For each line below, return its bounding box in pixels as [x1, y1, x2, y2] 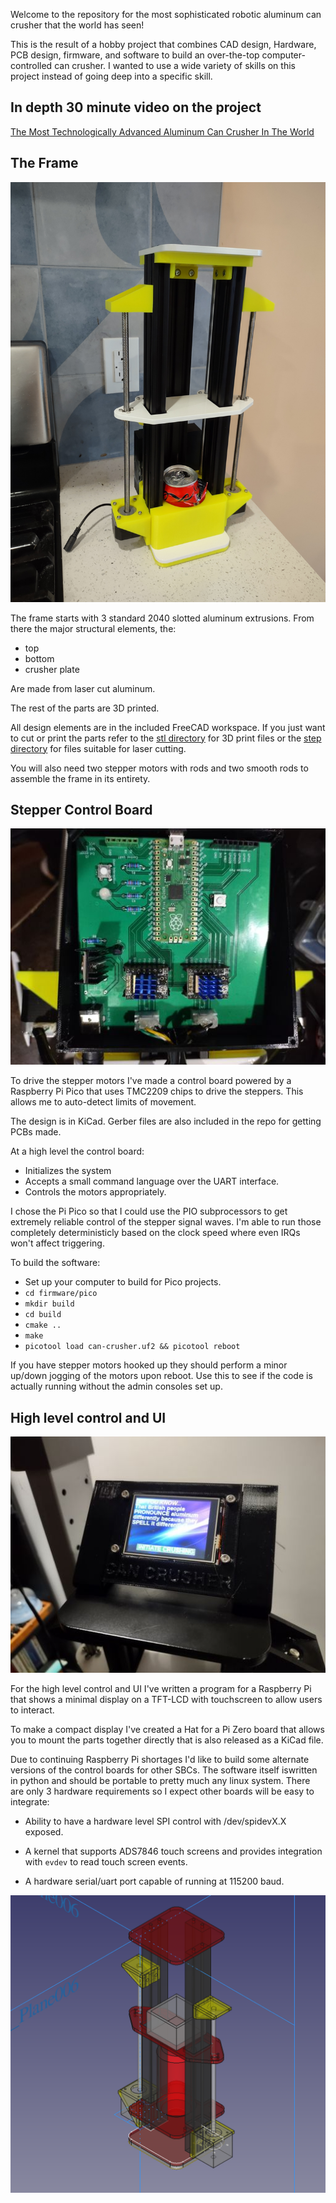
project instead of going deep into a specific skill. [10, 70, 213, 82]
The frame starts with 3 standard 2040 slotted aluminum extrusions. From [10, 612, 315, 624]
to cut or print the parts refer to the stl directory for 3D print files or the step [10, 732, 322, 744]
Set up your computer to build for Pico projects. [24, 1276, 222, 1288]
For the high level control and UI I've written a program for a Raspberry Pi [10, 1683, 312, 1695]
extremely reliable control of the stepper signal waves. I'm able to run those [10, 1216, 322, 1228]
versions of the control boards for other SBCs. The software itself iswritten [10, 1764, 318, 1776]
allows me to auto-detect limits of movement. [10, 1096, 197, 1108]
